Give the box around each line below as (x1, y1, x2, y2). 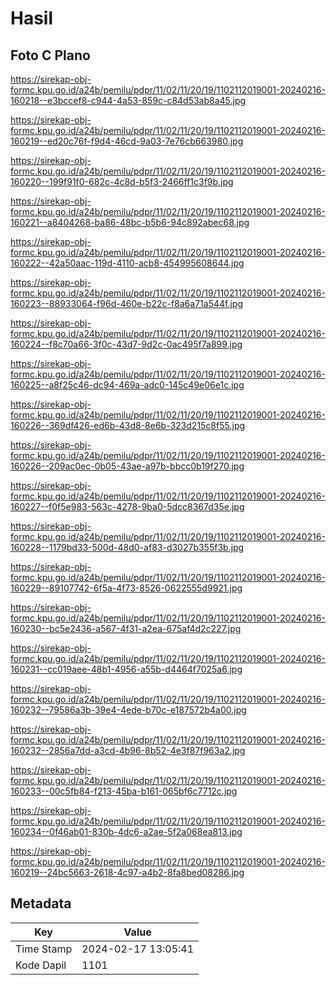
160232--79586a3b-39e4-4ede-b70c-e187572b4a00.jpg (10, 704, 247, 716)
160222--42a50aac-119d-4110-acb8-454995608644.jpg (10, 257, 245, 269)
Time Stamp (15, 942, 73, 956)
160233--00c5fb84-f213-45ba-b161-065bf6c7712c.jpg (10, 785, 238, 797)
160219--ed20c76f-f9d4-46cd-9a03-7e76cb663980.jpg (10, 135, 244, 147)
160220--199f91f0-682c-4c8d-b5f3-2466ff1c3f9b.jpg (10, 176, 234, 187)
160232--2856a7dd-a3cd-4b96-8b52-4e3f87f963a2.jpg (10, 745, 246, 756)
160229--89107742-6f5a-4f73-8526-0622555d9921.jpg (10, 582, 243, 594)
